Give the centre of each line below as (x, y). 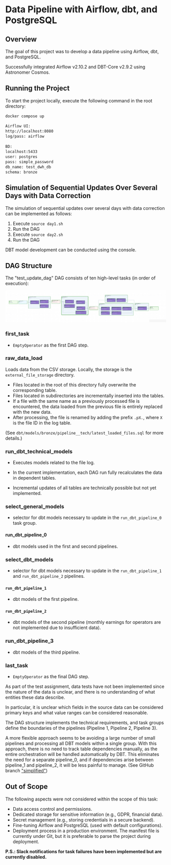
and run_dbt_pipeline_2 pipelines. (49, 576)
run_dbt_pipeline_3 (29, 641)
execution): (17, 284)
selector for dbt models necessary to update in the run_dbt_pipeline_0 (87, 517)
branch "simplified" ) (27, 770)
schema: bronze (21, 172)
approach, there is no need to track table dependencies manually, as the (81, 749)
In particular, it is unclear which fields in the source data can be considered (84, 707)
